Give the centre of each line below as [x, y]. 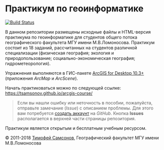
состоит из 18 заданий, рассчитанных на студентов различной [71, 48]
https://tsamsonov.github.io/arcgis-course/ [49, 93]
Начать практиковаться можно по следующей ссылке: [63, 88]
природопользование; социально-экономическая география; [70, 58]
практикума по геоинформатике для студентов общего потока [71, 37]
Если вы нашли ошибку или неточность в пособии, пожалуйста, [85, 102]
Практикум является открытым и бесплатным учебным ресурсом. [76, 128]
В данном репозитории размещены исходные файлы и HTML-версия [78, 32]
